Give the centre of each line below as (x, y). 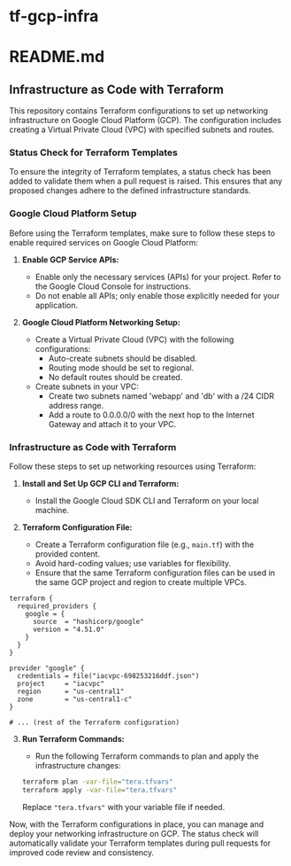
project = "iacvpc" (61, 684)
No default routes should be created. (115, 377)
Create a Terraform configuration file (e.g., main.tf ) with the (145, 545)
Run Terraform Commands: (73, 739)
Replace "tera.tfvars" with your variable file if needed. (123, 807)
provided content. (67, 554)
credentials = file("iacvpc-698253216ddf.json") (108, 676)
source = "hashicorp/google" (88, 622)
